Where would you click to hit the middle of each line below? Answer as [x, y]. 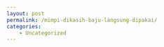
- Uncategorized [43, 33]
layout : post [26, 13]
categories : [24, 26]
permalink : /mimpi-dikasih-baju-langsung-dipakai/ [82, 20]
